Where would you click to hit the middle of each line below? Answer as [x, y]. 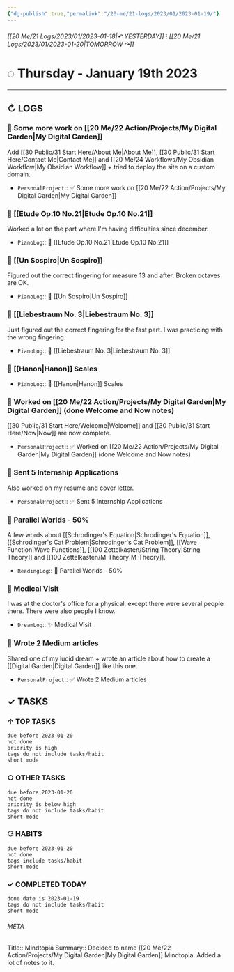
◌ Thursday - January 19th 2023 [102, 74]
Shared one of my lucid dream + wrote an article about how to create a [109, 658]
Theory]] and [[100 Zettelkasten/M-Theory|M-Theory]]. [86, 557]
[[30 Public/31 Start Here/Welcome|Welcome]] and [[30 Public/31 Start [109, 426]
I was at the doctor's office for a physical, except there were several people [116, 604]
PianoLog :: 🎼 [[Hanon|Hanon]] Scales [70, 384]
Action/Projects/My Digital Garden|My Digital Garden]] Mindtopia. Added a [114, 955]
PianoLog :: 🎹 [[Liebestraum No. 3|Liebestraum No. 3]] [94, 350]
